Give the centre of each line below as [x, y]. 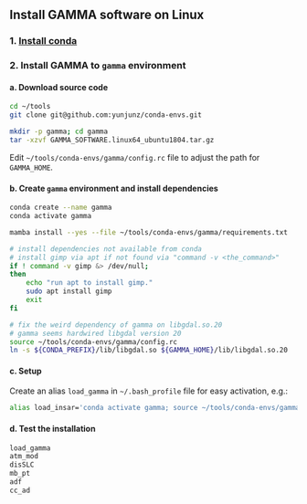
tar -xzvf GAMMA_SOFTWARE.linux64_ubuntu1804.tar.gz [112, 141]
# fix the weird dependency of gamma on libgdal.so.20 [116, 325]
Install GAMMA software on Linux [107, 15]
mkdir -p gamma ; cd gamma [58, 131]
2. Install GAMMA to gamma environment [98, 66]
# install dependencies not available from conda [106, 249]
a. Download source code [58, 87]
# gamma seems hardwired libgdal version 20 [95, 333]
